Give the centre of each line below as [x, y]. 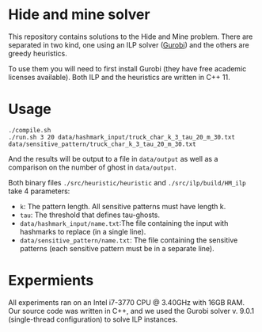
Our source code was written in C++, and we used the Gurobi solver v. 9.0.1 [131, 311]
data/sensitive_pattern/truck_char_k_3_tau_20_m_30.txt [102, 144]
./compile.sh [30, 130]
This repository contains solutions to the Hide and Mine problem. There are [131, 36]
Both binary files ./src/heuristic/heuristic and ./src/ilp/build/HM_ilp [127, 182]
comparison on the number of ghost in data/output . [92, 167]
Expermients [51, 281]
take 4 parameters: [39, 191]
